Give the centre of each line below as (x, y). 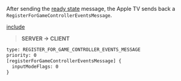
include (16, 27)
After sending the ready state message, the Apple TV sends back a (91, 9)
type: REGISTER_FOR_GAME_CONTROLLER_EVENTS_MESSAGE (73, 50)
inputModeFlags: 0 (35, 66)
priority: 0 (21, 55)
